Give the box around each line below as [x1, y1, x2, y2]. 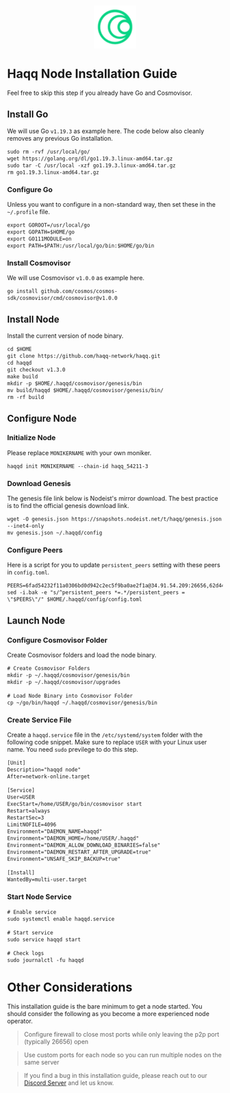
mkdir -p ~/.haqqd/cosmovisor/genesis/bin [7, 672, 130, 679]
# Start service [7, 929, 53, 936]
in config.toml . [7, 568, 50, 577]
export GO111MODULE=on [7, 235, 72, 242]
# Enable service [7, 908, 57, 915]
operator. [7, 1017, 33, 1025]
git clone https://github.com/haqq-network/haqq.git [7, 353, 161, 360]
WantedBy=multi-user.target [7, 876, 88, 884]
